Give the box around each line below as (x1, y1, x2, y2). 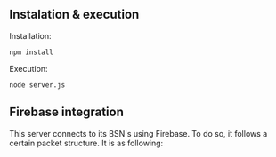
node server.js (9, 80, 66, 90)
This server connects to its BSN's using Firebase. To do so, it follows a (9, 128, 268, 138)
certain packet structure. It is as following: (9, 137, 164, 148)
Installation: (9, 30, 52, 41)
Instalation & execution (9, 7, 140, 22)
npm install (9, 48, 53, 57)
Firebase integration (9, 105, 125, 120)
